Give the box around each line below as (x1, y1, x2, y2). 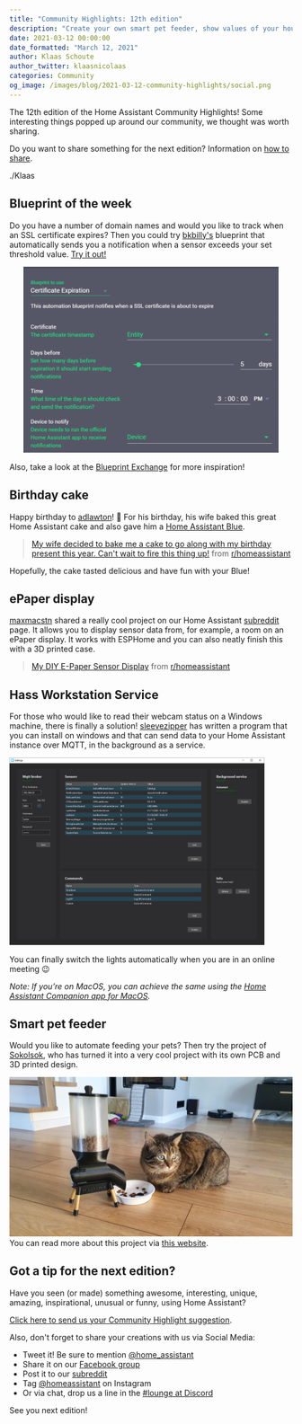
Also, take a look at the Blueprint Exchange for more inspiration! (9, 461, 245, 472)
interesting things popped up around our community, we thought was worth (9, 116, 289, 127)
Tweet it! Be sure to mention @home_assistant (22, 1349, 194, 1360)
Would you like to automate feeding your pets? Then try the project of (9, 1040, 267, 1051)
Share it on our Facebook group (22, 1358, 141, 1369)
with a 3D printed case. (9, 643, 96, 655)
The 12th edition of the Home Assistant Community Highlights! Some (9, 106, 263, 117)
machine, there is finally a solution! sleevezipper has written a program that (9, 721, 288, 731)
